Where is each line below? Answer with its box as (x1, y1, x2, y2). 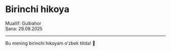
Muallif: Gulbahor (5, 20, 42, 26)
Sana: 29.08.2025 (5, 25, 43, 31)
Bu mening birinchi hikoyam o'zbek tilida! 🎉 (5, 40, 96, 46)
